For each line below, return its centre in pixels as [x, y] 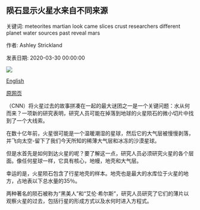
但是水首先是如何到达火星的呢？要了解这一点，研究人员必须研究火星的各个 [97, 153]
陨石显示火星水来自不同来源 [57, 11]
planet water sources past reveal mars [53, 33]
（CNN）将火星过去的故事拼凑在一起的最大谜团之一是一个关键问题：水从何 [98, 105]
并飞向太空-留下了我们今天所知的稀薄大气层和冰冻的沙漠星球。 [83, 140]
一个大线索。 [32, 120]
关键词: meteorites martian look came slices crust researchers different [93, 26]
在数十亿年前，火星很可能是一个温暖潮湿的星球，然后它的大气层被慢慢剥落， [100, 133]
